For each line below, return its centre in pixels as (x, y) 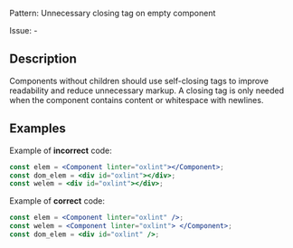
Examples (38, 129)
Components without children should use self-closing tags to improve (139, 81)
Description (43, 59)
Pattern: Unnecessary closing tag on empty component (113, 13)
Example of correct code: (57, 201)
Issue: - (24, 30)
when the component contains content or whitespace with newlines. (137, 100)
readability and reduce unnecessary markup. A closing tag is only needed (147, 91)
